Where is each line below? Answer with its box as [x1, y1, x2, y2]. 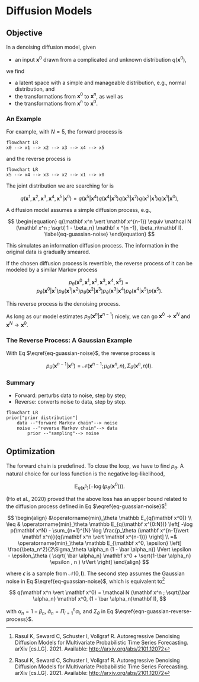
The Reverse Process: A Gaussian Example [6, 336, 133, 344]
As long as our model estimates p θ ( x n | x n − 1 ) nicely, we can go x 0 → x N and [6, 312, 191, 321]
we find [6, 67, 25, 75]
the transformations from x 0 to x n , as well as [14, 91, 123, 100]
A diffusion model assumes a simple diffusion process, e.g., [6, 206, 152, 213]
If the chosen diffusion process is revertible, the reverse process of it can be [6, 259, 193, 267]
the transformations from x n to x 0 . [14, 99, 98, 107]
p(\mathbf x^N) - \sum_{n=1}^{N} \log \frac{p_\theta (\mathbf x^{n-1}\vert [10, 526, 189, 534]
